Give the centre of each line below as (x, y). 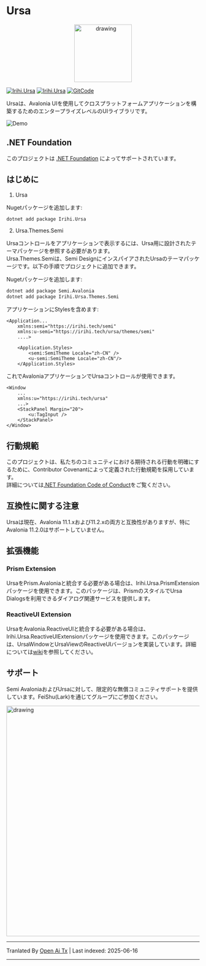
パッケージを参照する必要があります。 (65, 251)
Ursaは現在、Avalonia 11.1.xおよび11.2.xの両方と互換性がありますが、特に (98, 522)
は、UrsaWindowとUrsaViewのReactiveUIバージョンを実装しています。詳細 (101, 644)
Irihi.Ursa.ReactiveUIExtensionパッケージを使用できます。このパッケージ (98, 636)
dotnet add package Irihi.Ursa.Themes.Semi (63, 297)
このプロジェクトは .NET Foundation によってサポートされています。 (93, 158)
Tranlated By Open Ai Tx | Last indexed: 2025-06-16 (72, 951)
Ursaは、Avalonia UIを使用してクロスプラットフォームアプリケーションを (99, 103)
